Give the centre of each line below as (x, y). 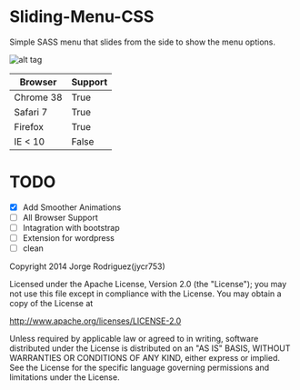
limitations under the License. (65, 377)
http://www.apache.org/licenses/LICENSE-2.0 (95, 321)
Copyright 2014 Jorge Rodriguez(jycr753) (87, 266)
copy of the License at (51, 304)
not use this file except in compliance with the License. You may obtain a (145, 294)
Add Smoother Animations (72, 207)
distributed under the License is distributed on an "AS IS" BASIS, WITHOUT (150, 348)
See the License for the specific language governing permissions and (140, 368)
